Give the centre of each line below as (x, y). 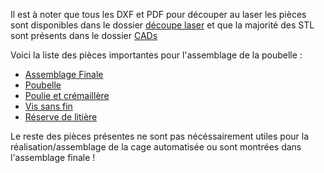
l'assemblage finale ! (53, 157)
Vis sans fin (48, 106)
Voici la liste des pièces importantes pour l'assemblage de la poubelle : (156, 55)
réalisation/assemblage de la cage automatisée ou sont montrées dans (156, 147)
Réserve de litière (61, 117)
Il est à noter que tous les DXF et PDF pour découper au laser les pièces (158, 14)
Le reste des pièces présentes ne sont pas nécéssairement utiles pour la (160, 136)
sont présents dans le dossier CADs (84, 35)
